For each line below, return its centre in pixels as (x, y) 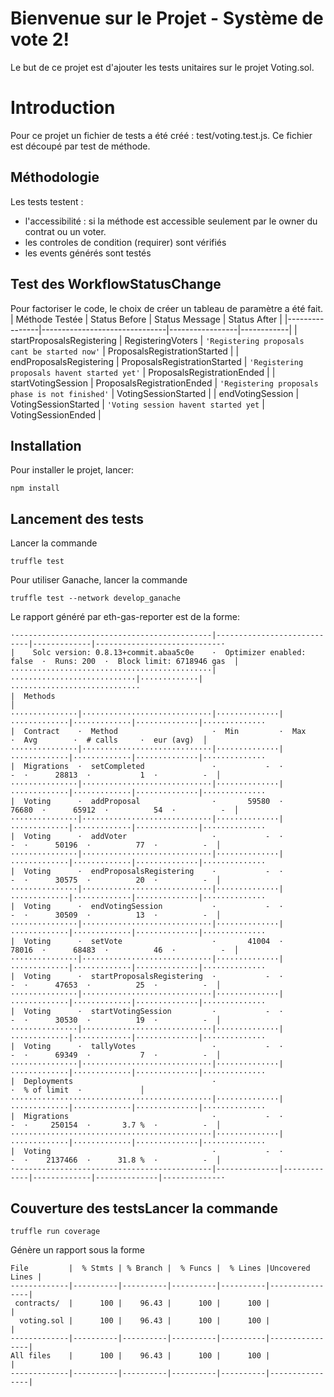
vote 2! (40, 39)
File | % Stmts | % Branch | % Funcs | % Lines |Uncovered (160, 1268)
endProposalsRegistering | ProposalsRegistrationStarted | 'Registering (157, 361)
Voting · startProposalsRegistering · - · (153, 977)
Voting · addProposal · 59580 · (153, 802)
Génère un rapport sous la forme (78, 1249)
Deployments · (120, 1082)
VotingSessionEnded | (56, 414)
